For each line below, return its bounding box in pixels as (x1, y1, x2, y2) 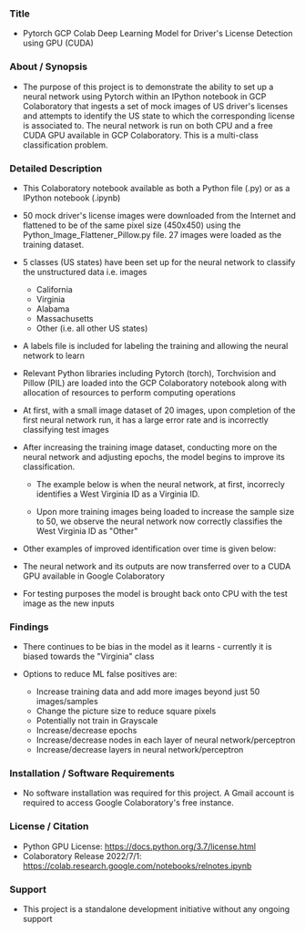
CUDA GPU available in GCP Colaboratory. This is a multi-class (22, 129, 259, 140)
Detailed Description (9, 162, 103, 175)
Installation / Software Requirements (9, 767, 175, 780)
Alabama (36, 303, 70, 314)
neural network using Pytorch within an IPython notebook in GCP (22, 90, 267, 102)
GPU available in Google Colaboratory (22, 570, 166, 581)
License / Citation (9, 820, 89, 833)
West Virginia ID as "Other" (36, 525, 138, 536)
